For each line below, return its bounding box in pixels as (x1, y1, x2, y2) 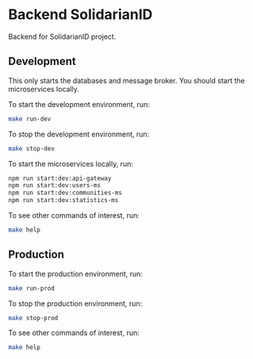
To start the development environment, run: (8, 99, 151, 109)
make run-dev (8, 115, 52, 123)
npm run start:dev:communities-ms (8, 189, 123, 197)
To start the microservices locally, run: (8, 158, 133, 168)
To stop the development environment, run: (8, 129, 150, 139)
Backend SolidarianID (8, 6, 153, 24)
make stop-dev (8, 144, 56, 152)
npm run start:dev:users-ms (8, 181, 102, 189)
